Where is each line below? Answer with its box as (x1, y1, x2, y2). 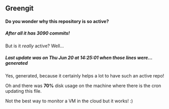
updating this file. (5, 88, 42, 94)
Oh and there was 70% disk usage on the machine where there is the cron (5, 83, 161, 89)
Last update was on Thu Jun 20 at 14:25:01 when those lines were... (5, 54, 153, 61)
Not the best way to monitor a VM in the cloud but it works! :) (5, 98, 133, 104)
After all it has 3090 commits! (5, 30, 70, 36)
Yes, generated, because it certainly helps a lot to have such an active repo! (5, 72, 164, 78)
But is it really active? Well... (5, 43, 64, 49)
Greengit (5, 4, 34, 13)
